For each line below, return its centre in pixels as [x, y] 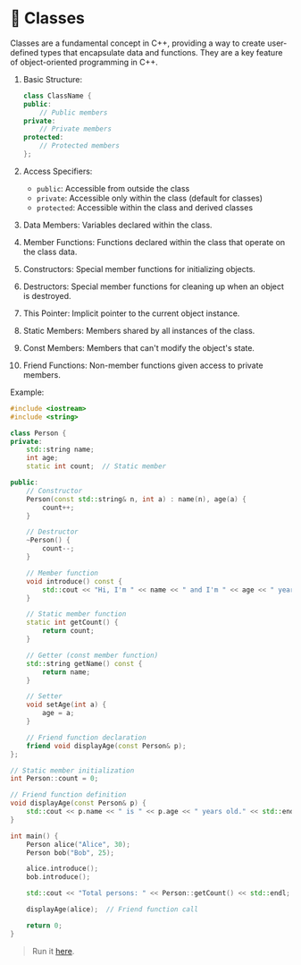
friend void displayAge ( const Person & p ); [106, 746]
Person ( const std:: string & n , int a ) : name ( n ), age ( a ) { [136, 499]
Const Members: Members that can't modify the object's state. [139, 347]
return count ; [68, 631]
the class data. [50, 252]
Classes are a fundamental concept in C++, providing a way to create [138, 43]
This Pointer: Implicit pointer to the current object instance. [131, 313]
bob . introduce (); [59, 877]
